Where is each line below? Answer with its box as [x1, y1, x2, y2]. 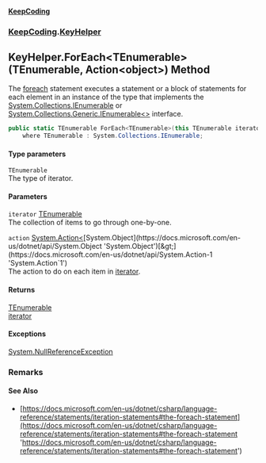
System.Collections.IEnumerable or [8, 101, 123, 110]
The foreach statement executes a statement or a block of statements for [8, 84, 247, 94]
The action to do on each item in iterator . [8, 266, 141, 277]
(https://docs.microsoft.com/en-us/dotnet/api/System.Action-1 [8, 250, 213, 259]
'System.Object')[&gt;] [104, 242, 177, 251]
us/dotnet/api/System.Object [8, 242, 103, 251]
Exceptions [8, 329, 46, 339]
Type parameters [8, 149, 66, 159]
